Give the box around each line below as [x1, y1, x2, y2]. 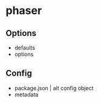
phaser [5, 4, 42, 18]
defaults [14, 44, 36, 51]
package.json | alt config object [14, 84, 94, 91]
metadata [14, 91, 39, 98]
